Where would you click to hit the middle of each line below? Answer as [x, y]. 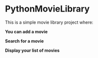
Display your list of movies [32, 50]
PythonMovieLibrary [47, 9]
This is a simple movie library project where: [49, 22]
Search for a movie [24, 41]
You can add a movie [26, 31]
